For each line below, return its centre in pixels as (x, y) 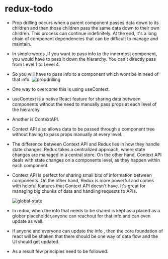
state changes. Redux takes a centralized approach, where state (78, 149)
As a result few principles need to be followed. (60, 251)
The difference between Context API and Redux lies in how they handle (86, 144)
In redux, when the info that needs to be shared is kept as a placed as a (86, 210)
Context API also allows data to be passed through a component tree (83, 129)
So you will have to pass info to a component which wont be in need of (85, 74)
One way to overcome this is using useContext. (61, 89)
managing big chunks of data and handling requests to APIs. (74, 191)
